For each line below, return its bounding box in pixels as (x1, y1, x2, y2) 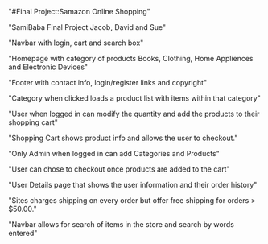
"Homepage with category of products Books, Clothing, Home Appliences (8, 54, 254, 63)
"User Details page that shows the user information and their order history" (8, 180, 258, 189)
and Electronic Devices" (8, 62, 89, 72)
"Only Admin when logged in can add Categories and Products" (8, 149, 220, 158)
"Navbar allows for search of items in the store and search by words (8, 220, 235, 229)
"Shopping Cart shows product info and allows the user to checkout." (8, 133, 238, 143)
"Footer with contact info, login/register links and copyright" (8, 78, 208, 87)
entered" (8, 229, 38, 238)
